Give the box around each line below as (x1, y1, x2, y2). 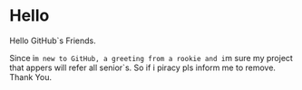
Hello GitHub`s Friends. (9, 35, 97, 46)
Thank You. (9, 71, 53, 82)
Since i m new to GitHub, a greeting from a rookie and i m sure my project (9, 52, 293, 63)
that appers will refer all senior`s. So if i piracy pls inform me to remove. (9, 62, 277, 73)
